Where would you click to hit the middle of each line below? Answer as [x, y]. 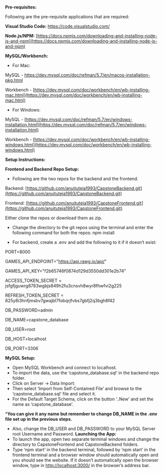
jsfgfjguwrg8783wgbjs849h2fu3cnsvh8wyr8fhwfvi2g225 [64, 286]
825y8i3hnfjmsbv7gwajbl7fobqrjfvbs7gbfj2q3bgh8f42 [60, 300]
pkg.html [14, 80]
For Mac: [21, 65]
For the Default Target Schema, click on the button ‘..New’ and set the [83, 399]
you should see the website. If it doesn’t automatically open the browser [85, 460]
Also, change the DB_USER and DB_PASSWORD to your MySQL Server [84, 429]
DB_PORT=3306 [22, 348]
